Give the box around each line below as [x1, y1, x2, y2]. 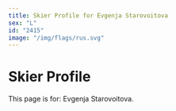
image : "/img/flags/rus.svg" [8, 33, 105, 42]
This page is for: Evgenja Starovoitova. [8, 94, 134, 104]
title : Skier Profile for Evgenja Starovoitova [8, 11, 169, 20]
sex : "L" [8, 19, 37, 27]
